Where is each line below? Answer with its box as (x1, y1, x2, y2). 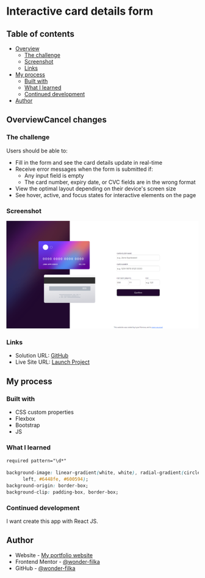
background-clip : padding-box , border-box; (6, 489, 119, 495)
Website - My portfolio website (15, 551, 93, 558)
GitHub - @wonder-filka (15, 565, 76, 572)
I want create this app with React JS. (6, 517, 99, 525)
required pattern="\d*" (6, 458, 67, 464)
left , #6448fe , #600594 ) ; (22, 476, 88, 482)
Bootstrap (15, 421, 40, 429)
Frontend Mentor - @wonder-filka (15, 558, 101, 565)
